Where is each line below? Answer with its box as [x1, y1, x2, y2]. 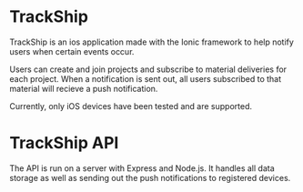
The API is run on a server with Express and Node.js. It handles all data [9, 162, 275, 174]
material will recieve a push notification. [9, 83, 158, 94]
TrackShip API [9, 133, 119, 154]
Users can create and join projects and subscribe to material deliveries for [9, 64, 288, 75]
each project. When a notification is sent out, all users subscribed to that [9, 73, 282, 84]
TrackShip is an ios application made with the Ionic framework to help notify [9, 36, 294, 47]
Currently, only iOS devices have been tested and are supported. [9, 100, 253, 111]
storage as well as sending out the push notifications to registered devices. [9, 172, 291, 183]
